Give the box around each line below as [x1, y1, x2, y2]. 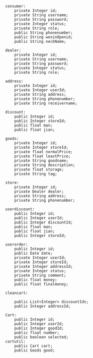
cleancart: [5, 290, 28, 295]
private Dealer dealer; [14, 189, 64, 194]
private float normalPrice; [14, 149, 73, 154]
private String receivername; [14, 101, 78, 106]
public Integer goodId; [14, 326, 64, 331]
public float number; [14, 330, 59, 335]
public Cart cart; [14, 343, 53, 348]
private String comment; [14, 273, 66, 278]
